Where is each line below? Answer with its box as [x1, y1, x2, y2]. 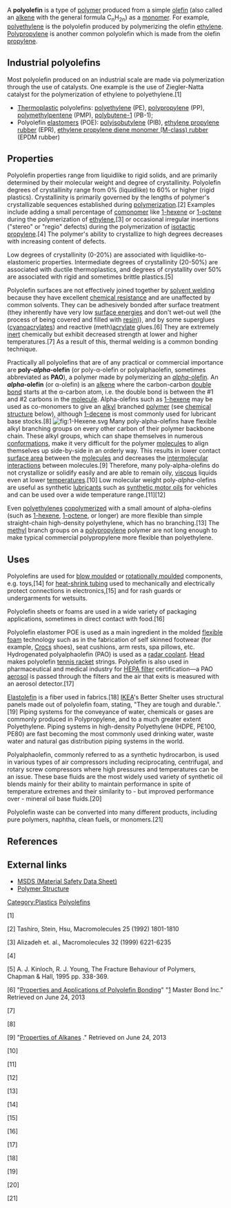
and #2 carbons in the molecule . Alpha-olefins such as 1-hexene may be [7, 395, 213, 403]
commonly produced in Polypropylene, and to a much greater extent [7, 715, 201, 724]
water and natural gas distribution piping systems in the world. [7, 737, 185, 746]
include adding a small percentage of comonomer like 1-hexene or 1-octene [7, 208, 222, 217]
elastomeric [7, 258, 41, 266]
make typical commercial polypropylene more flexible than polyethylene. [7, 533, 214, 542]
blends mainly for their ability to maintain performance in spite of [7, 780, 191, 788]
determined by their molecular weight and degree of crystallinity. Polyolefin [7, 179, 221, 187]
